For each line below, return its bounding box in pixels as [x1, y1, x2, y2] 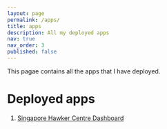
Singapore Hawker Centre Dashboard [17, 114, 124, 122]
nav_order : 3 [7, 42, 45, 49]
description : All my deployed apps [7, 29, 110, 36]
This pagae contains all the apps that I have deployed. [7, 67, 161, 75]
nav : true [7, 36, 36, 43]
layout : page [7, 10, 45, 17]
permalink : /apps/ [7, 16, 60, 23]
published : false [7, 49, 57, 56]
